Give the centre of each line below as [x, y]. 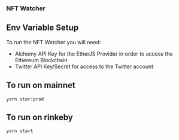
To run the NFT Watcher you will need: [54, 42]
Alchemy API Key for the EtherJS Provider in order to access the [94, 54]
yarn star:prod [25, 99]
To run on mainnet [41, 85]
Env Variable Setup [43, 28]
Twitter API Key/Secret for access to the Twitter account [84, 66]
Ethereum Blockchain [41, 60]
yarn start [20, 131]
